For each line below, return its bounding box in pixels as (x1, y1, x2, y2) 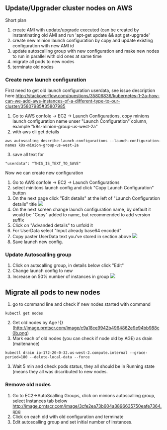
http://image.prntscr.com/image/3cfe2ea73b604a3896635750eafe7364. (12, 403, 162, 409)
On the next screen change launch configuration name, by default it (12, 206, 151, 213)
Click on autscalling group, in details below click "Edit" (12, 262, 124, 268)
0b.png (12, 330, 27, 336)
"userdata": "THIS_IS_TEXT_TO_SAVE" (5, 161, 81, 166)
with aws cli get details (12, 129, 60, 135)
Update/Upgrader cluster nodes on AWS (5, 4, 133, 12)
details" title (12, 201, 37, 207)
